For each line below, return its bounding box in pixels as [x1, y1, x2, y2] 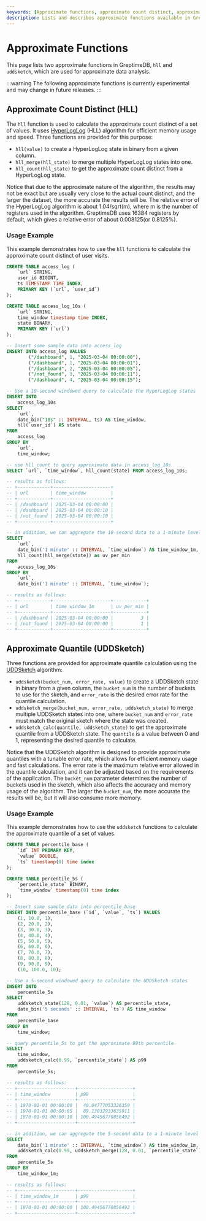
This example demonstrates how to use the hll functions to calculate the [6, 245, 191, 252]
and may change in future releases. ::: [6, 87, 102, 94]
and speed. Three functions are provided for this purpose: [6, 133, 153, 141]
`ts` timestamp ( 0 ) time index [17, 859, 95, 865]
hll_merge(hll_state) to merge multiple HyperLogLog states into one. [15, 158, 193, 166]
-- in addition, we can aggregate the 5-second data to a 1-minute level [6, 1130, 199, 1137]
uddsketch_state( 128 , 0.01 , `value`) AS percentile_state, [17, 1001, 172, 1007]
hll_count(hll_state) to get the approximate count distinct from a [15, 165, 183, 172]
